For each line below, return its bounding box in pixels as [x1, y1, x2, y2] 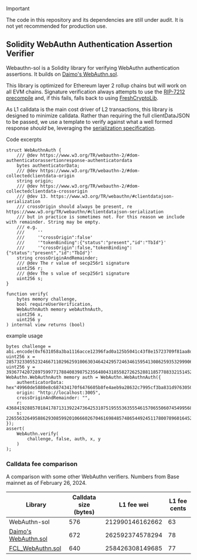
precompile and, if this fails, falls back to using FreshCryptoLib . [6, 94, 159, 102]
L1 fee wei [119, 501, 149, 509]
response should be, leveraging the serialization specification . [6, 124, 157, 131]
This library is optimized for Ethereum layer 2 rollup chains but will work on [6, 82, 186, 89]
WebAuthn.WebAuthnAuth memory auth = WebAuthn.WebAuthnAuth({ [6, 374, 161, 380]
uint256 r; [16, 265, 43, 271]
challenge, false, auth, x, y [27, 436, 101, 442]
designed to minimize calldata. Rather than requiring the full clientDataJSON [6, 112, 190, 119]
